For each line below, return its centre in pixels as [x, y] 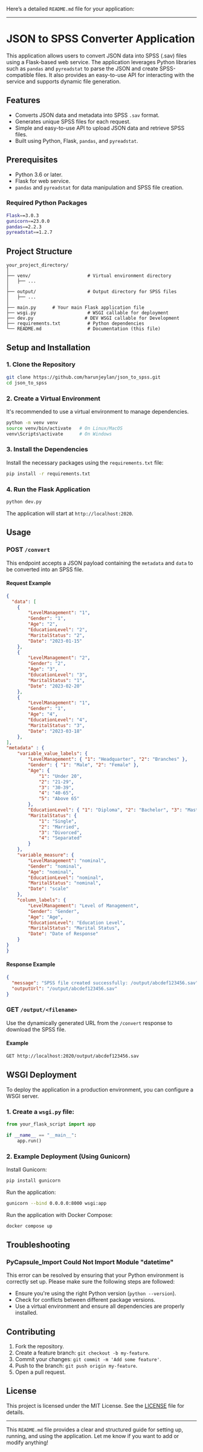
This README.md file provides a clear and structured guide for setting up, [95, 1430]
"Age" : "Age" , [46, 917]
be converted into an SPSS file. [45, 569]
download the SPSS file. [36, 1029]
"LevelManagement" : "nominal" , [67, 860]
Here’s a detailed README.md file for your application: [70, 9]
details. [15, 1412]
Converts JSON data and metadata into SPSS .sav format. [87, 115]
